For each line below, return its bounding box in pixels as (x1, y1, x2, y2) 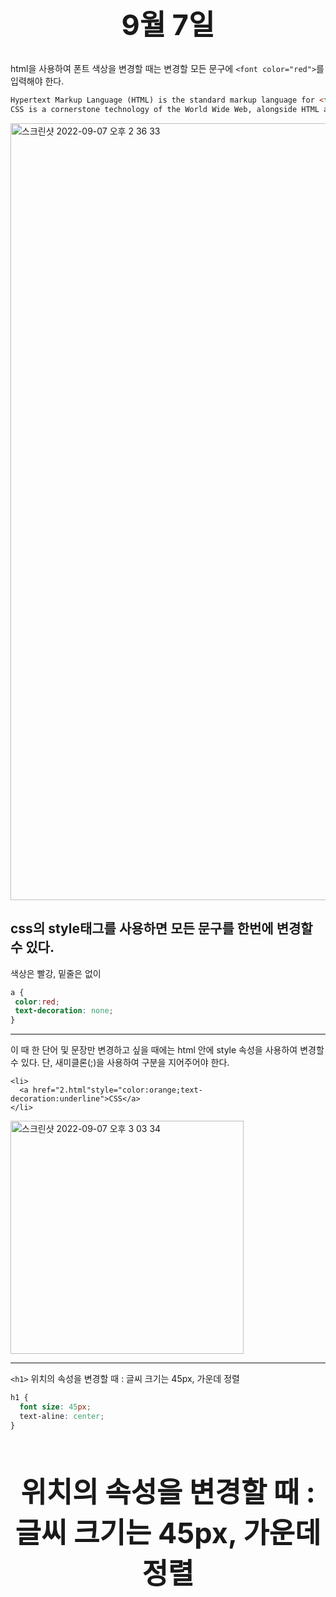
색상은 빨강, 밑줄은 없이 (10, 967, 102, 979)
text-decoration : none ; (14, 1006, 114, 1016)
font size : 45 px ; (19, 1402, 92, 1412)
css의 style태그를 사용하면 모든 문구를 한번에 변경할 (10, 920, 313, 937)
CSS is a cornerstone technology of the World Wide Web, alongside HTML (10, 105, 320, 115)
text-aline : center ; (19, 1411, 105, 1421)
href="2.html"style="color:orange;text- (32, 1085, 203, 1096)
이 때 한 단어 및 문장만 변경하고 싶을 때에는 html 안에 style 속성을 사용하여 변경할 (10, 1044, 325, 1056)
